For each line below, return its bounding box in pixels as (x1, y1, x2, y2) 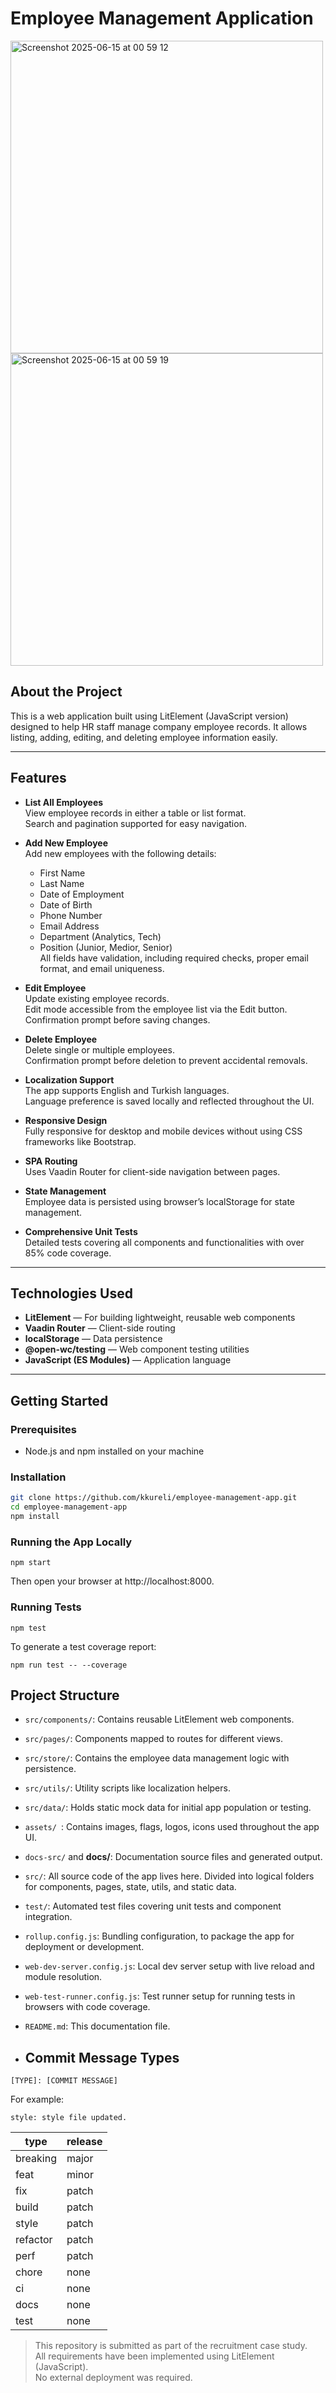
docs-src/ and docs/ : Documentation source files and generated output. (24, 1851, 323, 1863)
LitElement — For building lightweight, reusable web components (24, 1312, 296, 1324)
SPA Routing (24, 1155, 78, 1167)
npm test (10, 1623, 47, 1633)
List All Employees (24, 796, 104, 808)
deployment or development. (24, 1941, 145, 1953)
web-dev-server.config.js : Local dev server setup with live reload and (24, 1960, 315, 1972)
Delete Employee (24, 1033, 98, 1045)
